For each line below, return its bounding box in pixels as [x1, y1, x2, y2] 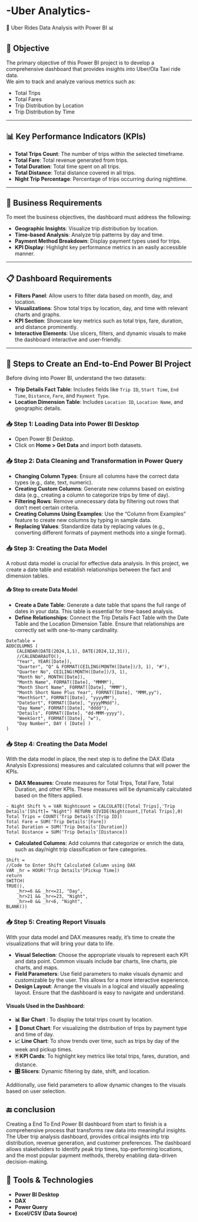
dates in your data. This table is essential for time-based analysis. [14, 608, 174, 615]
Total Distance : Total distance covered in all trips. [14, 169, 136, 176]
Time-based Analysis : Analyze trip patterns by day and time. [14, 232, 164, 239]
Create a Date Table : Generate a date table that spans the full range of [14, 601, 187, 609]
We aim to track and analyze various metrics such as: [6, 78, 136, 85]
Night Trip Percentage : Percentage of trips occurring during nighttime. [14, 175, 187, 183]
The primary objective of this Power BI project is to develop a [6, 59, 154, 66]
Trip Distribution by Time [14, 108, 75, 115]
